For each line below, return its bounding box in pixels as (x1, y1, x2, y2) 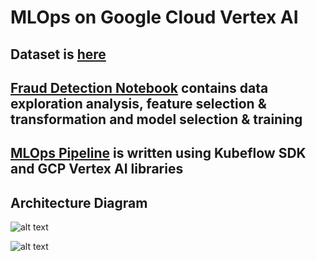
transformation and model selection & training (10, 111, 303, 128)
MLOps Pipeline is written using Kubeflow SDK (10, 145, 307, 162)
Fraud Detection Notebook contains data (10, 79, 269, 96)
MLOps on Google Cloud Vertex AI (10, 6, 299, 29)
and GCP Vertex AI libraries (10, 161, 184, 178)
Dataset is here (10, 46, 107, 63)
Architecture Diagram (10, 194, 148, 211)
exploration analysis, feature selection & (10, 95, 267, 112)
